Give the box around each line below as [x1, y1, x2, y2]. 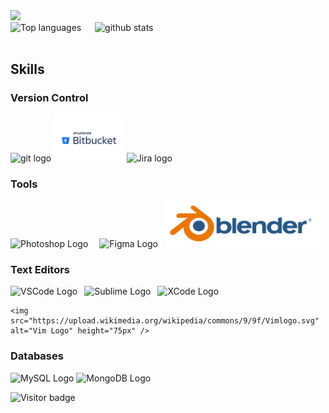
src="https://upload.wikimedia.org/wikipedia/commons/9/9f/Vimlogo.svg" [10, 316, 320, 326]
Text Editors [10, 262, 71, 276]
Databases [10, 349, 64, 363]
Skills [10, 61, 45, 78]
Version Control [10, 91, 89, 105]
